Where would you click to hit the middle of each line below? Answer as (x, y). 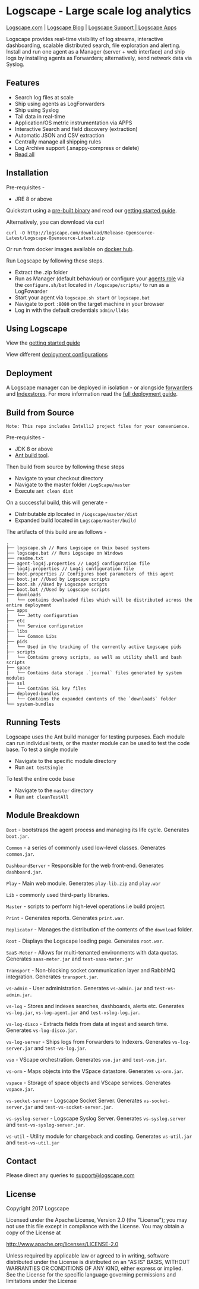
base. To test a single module (42, 749)
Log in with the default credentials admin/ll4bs (72, 310)
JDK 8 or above (34, 449)
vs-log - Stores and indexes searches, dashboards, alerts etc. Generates (95, 1006)
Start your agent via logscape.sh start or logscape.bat (82, 297)
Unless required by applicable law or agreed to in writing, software (88, 1256)
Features (23, 83)
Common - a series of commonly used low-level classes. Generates (86, 847)
